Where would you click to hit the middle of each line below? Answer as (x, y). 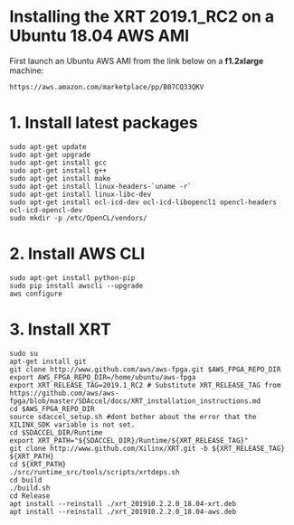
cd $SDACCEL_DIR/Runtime (56, 432)
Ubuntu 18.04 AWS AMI (100, 36)
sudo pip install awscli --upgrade (76, 286)
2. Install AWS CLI (77, 254)
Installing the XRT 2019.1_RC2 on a (142, 17)
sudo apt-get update (48, 146)
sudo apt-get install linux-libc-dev (81, 194)
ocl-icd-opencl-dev (46, 210)
